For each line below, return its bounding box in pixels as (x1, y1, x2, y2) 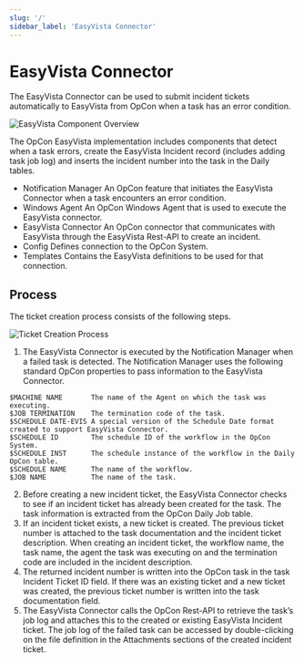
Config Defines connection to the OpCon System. (22, 241, 209, 252)
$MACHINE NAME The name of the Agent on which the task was (9, 393, 267, 402)
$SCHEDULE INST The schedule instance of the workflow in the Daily (9, 449, 296, 459)
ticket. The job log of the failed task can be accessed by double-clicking (22, 625, 294, 636)
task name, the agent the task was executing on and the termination (22, 547, 278, 558)
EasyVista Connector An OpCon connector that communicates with (22, 222, 276, 233)
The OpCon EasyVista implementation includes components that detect (9, 136, 278, 147)
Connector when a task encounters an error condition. (22, 192, 227, 203)
